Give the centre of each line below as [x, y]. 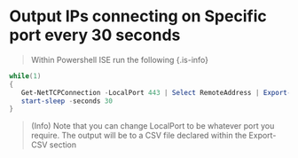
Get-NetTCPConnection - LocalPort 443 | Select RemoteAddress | [140, 92]
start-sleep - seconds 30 [67, 101]
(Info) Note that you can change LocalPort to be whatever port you [153, 126]
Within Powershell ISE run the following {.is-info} [120, 59]
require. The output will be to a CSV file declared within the [139, 136]
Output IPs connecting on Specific [138, 16]
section [63, 145]
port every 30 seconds [95, 35]
